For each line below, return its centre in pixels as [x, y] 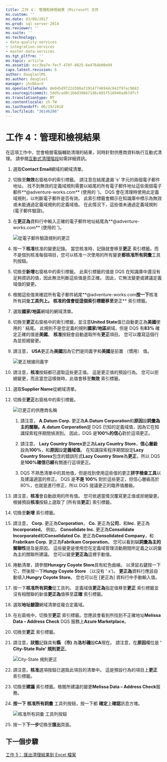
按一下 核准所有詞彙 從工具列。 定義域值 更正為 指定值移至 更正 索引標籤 [83, 588]
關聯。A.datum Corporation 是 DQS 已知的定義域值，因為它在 [92, 427]
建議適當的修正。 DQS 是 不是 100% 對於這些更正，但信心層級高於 [92, 479]
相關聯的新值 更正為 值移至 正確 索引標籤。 [63, 594]
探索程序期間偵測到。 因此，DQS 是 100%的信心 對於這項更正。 [89, 433]
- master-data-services [30, 51]
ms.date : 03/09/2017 [27, 19]
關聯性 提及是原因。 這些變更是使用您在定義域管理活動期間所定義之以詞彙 [87, 548]
